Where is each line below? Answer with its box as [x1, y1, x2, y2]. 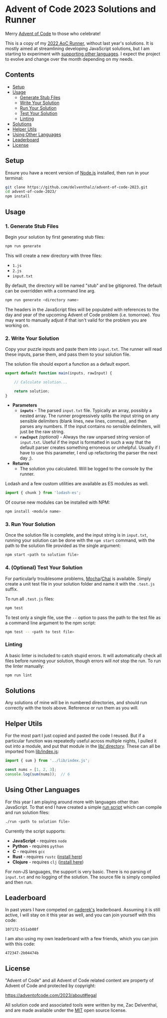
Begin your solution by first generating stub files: [5, 234, 105, 240]
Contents [5, 71, 35, 79]
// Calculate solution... [14, 380, 68, 385]
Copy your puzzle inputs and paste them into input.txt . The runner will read [5, 346, 162, 352]
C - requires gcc [12, 848, 45, 854]
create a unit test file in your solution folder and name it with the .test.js [5, 581, 155, 586]
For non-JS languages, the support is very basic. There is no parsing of [5, 869, 152, 874]
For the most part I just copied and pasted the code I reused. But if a [5, 732, 145, 738]
